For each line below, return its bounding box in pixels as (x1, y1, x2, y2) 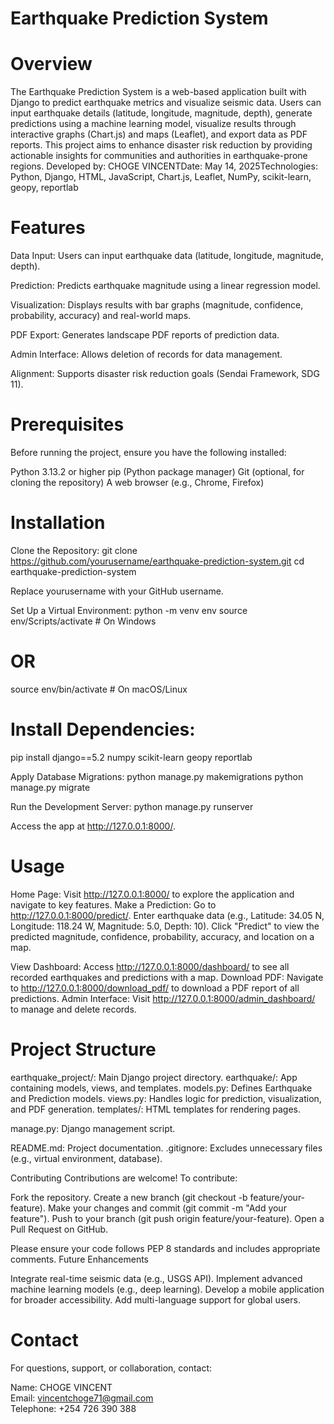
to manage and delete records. (10, 1003, 137, 1015)
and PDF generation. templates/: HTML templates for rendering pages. (10, 1103, 301, 1115)
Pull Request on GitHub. (10, 1223, 109, 1235)
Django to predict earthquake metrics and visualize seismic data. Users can (10, 97, 322, 109)
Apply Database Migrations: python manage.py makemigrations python (10, 770, 304, 782)
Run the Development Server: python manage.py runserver (10, 800, 254, 812)
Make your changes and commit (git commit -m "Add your (47, 1202, 287, 1214)
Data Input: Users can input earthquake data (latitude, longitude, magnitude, (10, 250, 324, 262)
